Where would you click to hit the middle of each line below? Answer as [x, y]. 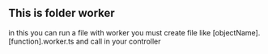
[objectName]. [236, 32]
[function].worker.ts [41, 41]
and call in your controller [118, 41]
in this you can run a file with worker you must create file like [110, 32]
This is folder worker [62, 13]
